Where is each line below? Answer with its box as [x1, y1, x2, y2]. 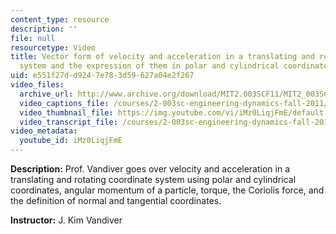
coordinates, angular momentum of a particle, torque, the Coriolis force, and [10, 184, 325, 196]
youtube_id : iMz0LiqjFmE [19, 136, 123, 146]
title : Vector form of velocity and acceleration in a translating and [10, 52, 315, 62]
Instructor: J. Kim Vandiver [10, 214, 123, 226]
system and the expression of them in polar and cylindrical [19, 61, 280, 71]
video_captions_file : [19, 98, 110, 108]
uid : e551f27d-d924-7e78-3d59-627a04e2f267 [10, 71, 195, 81]
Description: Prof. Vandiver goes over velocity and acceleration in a [10, 163, 291, 175]
